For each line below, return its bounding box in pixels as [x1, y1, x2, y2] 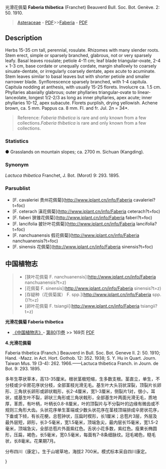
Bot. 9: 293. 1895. [5, 365, 41, 371]
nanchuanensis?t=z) [24, 279, 67, 285]
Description [5, 34, 42, 42]
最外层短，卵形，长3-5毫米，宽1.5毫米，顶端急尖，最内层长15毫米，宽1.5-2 [5, 419, 159, 425]
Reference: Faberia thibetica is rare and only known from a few [17, 115, 147, 121]
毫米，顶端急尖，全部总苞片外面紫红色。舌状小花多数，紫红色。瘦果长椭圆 [5, 425, 157, 431]
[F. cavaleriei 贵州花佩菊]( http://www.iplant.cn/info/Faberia [12, 197, 133, 202]
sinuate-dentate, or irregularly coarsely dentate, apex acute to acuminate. [5, 68, 156, 74]
